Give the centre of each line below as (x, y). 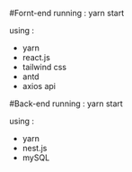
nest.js (35, 148)
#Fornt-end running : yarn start (66, 13)
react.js (36, 57)
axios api (39, 86)
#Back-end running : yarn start (66, 104)
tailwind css (44, 67)
